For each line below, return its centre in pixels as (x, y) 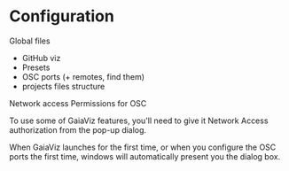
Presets (36, 67)
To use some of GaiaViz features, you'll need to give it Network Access (139, 120)
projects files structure (63, 86)
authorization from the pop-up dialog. (78, 129)
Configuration (62, 16)
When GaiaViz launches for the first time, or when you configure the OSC (143, 147)
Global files (30, 41)
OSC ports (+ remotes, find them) (83, 76)
